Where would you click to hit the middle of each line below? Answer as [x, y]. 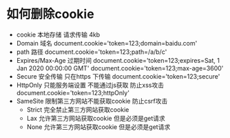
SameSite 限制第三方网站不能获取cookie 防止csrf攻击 [92, 101]
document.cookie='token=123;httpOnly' [73, 92]
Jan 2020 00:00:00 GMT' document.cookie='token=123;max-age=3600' [120, 68]
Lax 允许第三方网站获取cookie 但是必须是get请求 [96, 118]
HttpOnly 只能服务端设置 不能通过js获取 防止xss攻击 [90, 85]
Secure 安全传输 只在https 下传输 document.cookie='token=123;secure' [118, 76]
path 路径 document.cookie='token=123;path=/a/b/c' [92, 52]
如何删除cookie [50, 14]
